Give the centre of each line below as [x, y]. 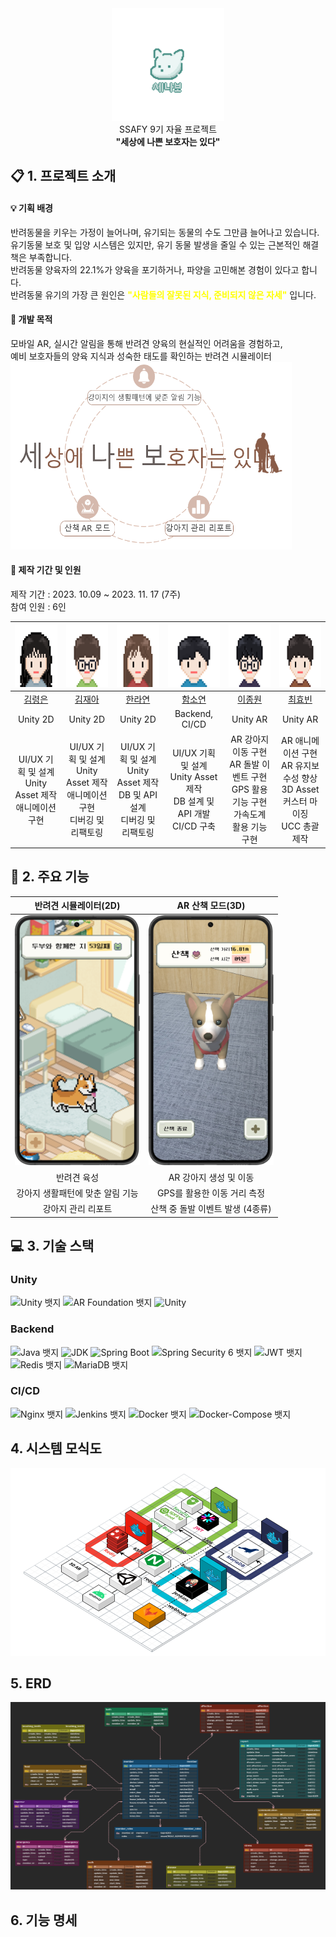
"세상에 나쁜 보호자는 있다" [168, 141]
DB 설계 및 [194, 801]
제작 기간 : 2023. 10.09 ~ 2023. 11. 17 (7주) [96, 594]
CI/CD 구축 [194, 826]
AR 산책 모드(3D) [211, 906]
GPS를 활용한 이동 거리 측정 [211, 1193]
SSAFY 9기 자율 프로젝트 [168, 129]
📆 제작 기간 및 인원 [46, 570]
